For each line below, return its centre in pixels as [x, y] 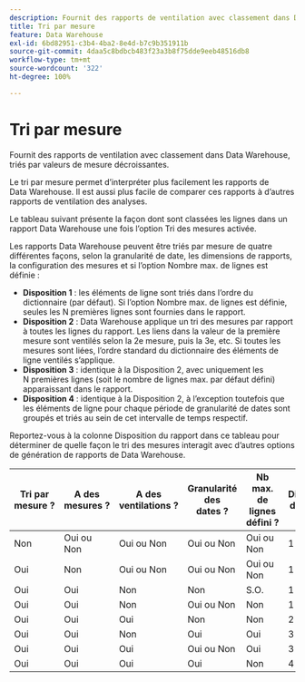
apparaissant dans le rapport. [78, 389]
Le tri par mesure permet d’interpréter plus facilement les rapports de [139, 181]
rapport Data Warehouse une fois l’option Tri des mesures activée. [133, 229]
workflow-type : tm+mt [50, 60]
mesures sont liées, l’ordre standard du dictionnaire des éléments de [150, 350]
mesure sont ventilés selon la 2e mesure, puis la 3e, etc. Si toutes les [152, 340]
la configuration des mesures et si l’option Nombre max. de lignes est [139, 265]
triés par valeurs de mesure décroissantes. [89, 164]
